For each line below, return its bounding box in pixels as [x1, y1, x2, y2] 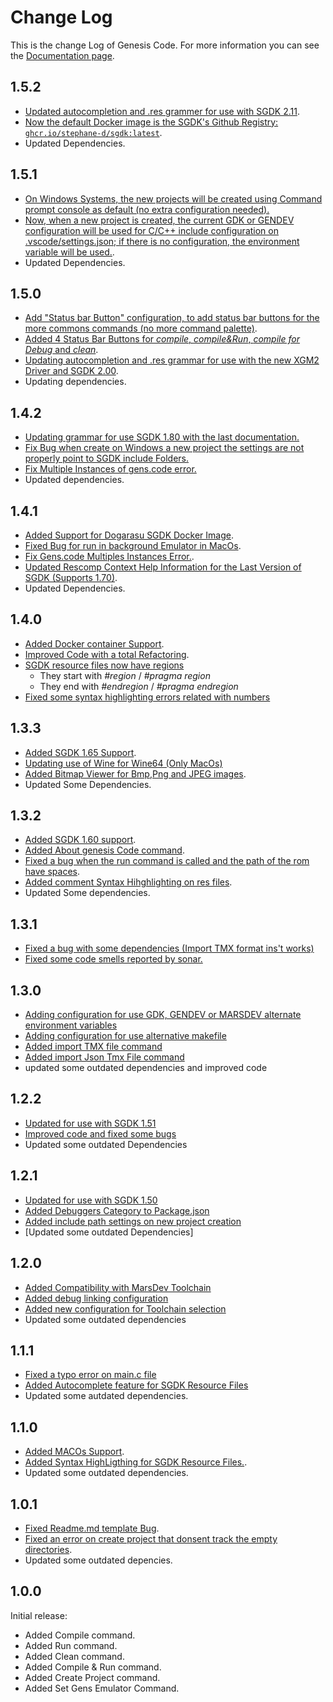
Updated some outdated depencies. [24, 1554, 173, 1566]
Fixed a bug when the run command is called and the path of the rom [24, 855, 310, 867]
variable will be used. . [24, 246, 115, 258]
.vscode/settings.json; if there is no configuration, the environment [24, 235, 300, 247]
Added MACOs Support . [24, 1446, 125, 1458]
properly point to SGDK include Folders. [24, 452, 190, 465]
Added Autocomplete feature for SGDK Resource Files [24, 1379, 249, 1391]
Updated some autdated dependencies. [24, 1390, 189, 1402]
